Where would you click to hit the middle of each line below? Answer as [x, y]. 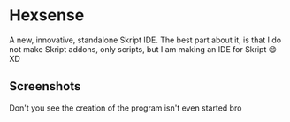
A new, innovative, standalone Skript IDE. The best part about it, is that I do [145, 40]
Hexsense [47, 15]
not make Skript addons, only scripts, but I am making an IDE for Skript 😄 [143, 49]
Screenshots [45, 86]
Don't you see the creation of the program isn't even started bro [126, 108]
